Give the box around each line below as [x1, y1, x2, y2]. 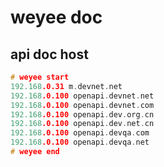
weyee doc [10, 6, 103, 29]
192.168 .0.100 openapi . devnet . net [10, 91, 155, 101]
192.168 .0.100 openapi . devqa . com [10, 128, 150, 138]
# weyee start [10, 72, 70, 82]
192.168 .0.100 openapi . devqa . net [10, 137, 150, 148]
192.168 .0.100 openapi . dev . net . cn [10, 119, 155, 129]
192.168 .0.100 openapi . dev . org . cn [10, 109, 155, 120]
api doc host [10, 46, 89, 63]
